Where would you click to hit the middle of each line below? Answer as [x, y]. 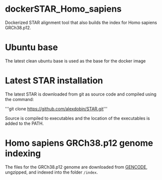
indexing [23, 153]
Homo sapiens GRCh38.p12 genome [79, 143]
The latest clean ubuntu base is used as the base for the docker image [75, 61]
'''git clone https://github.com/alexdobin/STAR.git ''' [56, 109]
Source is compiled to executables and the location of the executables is [78, 118]
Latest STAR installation [54, 81]
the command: [19, 99]
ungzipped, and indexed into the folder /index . [51, 172]
